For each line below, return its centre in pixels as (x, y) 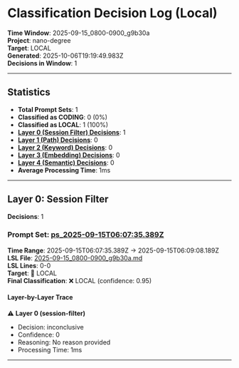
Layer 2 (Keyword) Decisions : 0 (65, 147)
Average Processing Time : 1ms (64, 170)
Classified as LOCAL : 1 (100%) (63, 124)
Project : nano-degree (39, 40)
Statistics (29, 92)
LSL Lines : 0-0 (29, 265)
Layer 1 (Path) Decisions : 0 (58, 140)
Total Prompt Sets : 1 (48, 109)
